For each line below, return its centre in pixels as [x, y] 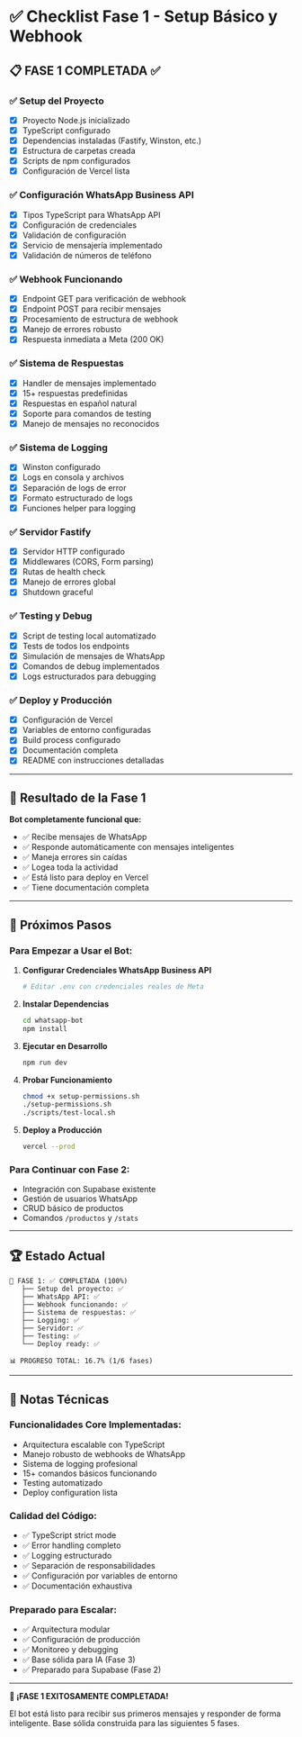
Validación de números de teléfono [87, 255]
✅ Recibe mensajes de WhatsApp [84, 837]
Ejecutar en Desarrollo [65, 1045]
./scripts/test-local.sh [69, 1113]
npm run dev [44, 1063]
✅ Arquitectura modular [66, 1629]
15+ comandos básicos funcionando [89, 1473]
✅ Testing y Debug [51, 616]
